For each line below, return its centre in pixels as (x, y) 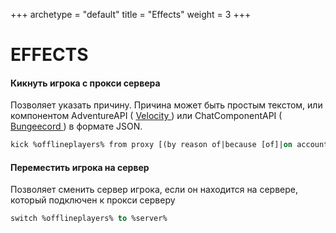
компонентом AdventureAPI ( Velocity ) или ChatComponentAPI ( (146, 116)
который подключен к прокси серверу (93, 200)
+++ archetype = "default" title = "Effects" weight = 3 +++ (131, 14)
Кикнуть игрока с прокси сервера (85, 83)
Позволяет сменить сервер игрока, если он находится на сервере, (154, 190)
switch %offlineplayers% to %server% (89, 219)
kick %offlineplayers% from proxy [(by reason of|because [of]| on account (169, 145)
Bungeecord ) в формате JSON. (76, 126)
